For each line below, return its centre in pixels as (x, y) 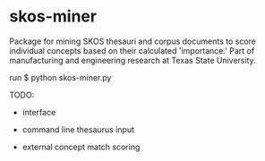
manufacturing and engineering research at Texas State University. (133, 60)
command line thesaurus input (78, 129)
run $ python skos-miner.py (60, 77)
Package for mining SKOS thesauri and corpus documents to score (133, 41)
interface (39, 112)
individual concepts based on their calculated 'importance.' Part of (132, 50)
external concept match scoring (81, 147)
